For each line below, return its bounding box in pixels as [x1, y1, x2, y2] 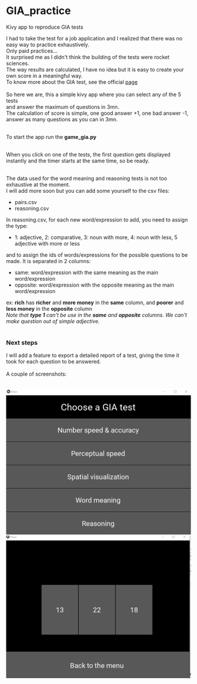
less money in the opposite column [6, 305, 93, 312]
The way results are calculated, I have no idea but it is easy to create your [6, 66, 185, 73]
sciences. [6, 60, 29, 67]
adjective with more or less [14, 240, 80, 247]
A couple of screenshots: [6, 370, 67, 377]
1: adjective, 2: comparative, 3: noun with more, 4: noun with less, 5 [14, 233, 178, 241]
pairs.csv [14, 198, 37, 206]
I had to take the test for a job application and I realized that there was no [6, 35, 183, 42]
